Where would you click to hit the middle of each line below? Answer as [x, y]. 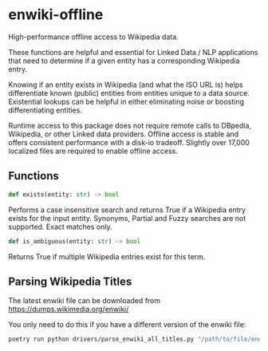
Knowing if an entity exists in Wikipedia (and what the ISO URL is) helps [126, 85]
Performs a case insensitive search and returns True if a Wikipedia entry [127, 210]
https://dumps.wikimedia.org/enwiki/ [69, 310]
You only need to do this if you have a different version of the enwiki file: [127, 325]
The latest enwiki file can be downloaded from [85, 301]
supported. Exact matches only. [61, 227]
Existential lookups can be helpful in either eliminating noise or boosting [126, 101]
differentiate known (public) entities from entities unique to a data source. [129, 93]
